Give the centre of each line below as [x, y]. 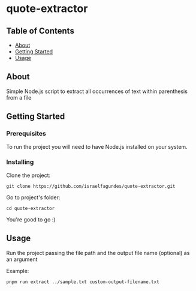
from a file [19, 97]
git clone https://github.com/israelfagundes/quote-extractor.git [91, 186]
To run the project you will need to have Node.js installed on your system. [97, 146]
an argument [22, 259]
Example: [18, 271]
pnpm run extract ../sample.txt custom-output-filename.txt [83, 282]
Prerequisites [26, 134]
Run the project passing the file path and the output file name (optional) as [98, 253]
